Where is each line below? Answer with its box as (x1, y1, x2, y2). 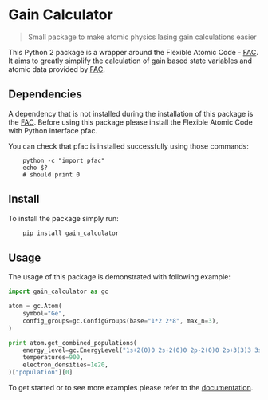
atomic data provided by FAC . (8, 64, 105, 73)
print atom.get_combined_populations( (8, 339, 137, 347)
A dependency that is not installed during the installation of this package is (8, 109, 254, 118)
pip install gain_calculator (22, 229, 120, 237)
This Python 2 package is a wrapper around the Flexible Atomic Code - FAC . (8, 47, 259, 57)
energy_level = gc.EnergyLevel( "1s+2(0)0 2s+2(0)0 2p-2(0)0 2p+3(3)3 (22, 346, 251, 354)
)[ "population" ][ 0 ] (8, 369, 73, 377)
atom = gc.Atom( (8, 302, 62, 311)
